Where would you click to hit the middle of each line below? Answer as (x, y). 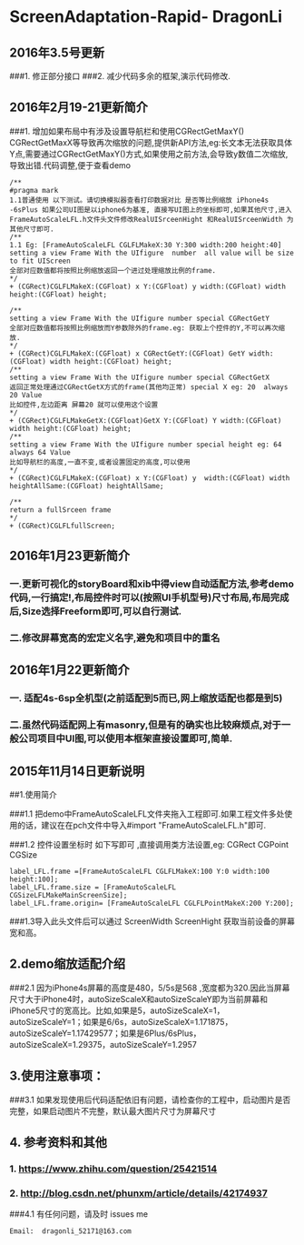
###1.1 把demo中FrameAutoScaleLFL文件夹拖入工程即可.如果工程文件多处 (147, 814)
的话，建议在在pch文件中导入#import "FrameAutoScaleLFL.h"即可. (142, 826)
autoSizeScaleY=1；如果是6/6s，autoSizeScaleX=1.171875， (121, 1021)
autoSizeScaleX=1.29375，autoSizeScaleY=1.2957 (103, 1044)
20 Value (26, 395)
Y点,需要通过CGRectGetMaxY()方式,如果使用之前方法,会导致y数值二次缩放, (149, 154)
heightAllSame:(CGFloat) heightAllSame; (87, 486)
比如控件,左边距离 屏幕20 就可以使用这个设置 (84, 405)
